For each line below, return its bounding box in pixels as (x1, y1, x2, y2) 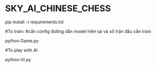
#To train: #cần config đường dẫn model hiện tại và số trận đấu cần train (5, 28, 151, 34)
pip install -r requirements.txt (5, 19, 64, 25)
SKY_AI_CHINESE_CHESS (5, 3, 111, 14)
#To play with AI (5, 47, 38, 53)
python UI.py (5, 56, 31, 62)
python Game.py (5, 37, 39, 44)
